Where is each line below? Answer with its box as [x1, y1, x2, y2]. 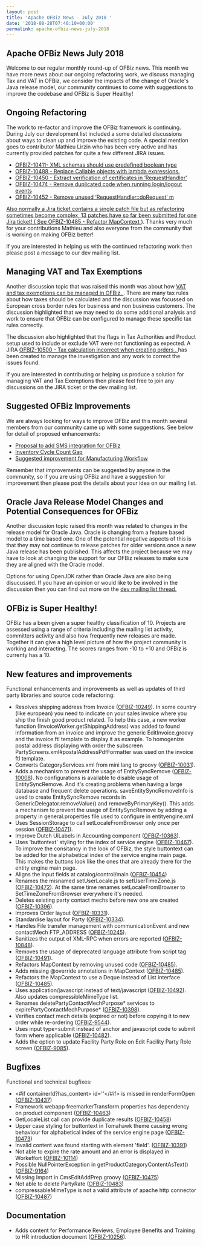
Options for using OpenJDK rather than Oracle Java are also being [6, 573, 172, 580]
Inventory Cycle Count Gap [14, 448, 83, 455]
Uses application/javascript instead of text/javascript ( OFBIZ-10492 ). [14, 986, 186, 994]
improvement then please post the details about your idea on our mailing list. [6, 479, 197, 487]
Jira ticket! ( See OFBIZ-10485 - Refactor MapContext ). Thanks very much [6, 218, 193, 225]
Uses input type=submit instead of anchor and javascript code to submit [14, 1025, 195, 1032]
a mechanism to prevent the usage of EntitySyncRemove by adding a [14, 806, 187, 813]
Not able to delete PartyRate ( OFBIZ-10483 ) [14, 1180, 124, 1187]
